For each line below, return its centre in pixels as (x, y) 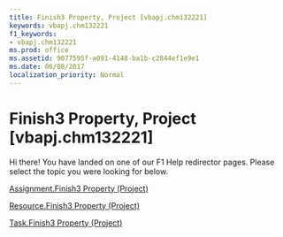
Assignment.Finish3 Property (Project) (79, 188)
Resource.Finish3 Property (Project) (74, 205)
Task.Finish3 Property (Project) (66, 223)
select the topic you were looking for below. (89, 171)
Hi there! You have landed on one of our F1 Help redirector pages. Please (142, 162)
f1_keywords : (33, 34)
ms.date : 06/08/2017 (47, 67)
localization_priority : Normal (67, 75)
